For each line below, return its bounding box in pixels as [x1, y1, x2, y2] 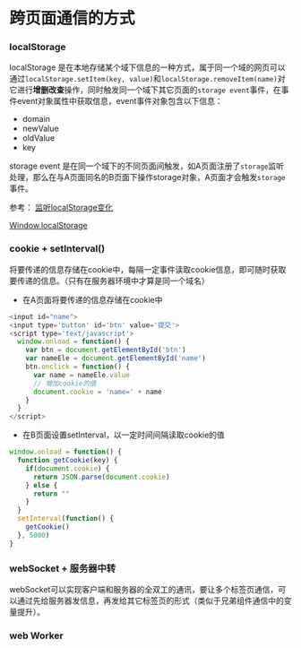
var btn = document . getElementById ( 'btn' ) [25, 346, 186, 355]
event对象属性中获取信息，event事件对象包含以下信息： [16, 96, 223, 107]
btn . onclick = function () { [25, 362, 130, 372]
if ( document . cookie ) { [25, 463, 110, 473]
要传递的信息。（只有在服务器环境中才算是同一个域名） [9, 275, 210, 286]
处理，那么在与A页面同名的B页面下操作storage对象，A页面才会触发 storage [9, 172, 286, 183]
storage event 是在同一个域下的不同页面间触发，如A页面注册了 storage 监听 [9, 160, 285, 171]
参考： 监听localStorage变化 [9, 203, 114, 213]
